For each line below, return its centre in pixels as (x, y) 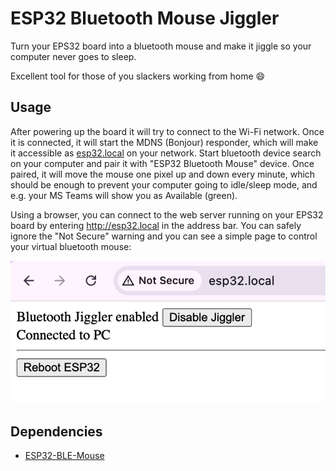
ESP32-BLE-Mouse (64, 456)
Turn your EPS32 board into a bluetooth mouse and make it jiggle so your (161, 46)
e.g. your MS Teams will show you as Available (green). (124, 195)
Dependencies (56, 431)
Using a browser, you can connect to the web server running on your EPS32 (167, 214)
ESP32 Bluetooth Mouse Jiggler (145, 18)
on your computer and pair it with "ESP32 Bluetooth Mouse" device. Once (162, 163)
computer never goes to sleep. (73, 56)
